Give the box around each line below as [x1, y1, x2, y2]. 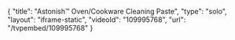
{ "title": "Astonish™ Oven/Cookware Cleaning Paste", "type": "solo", [7, 7, 227, 16]
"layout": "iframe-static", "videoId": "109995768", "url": [7, 15, 186, 24]
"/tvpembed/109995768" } [7, 24, 94, 32]
